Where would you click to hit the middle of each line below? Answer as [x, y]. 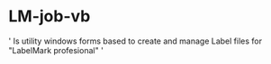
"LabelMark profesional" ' [56, 50]
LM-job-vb [50, 16]
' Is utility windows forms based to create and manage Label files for [135, 41]
